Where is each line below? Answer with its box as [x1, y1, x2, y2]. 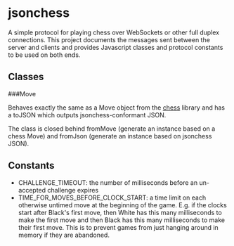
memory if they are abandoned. [18, 231, 110, 239]
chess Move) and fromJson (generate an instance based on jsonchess [8, 131, 212, 140]
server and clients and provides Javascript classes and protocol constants [8, 43, 223, 51]
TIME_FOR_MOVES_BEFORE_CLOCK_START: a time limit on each [18, 193, 207, 202]
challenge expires [47, 186, 99, 194]
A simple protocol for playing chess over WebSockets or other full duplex [8, 28, 220, 37]
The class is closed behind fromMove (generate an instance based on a [8, 124, 216, 133]
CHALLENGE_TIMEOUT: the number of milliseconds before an [18, 178, 198, 187]
